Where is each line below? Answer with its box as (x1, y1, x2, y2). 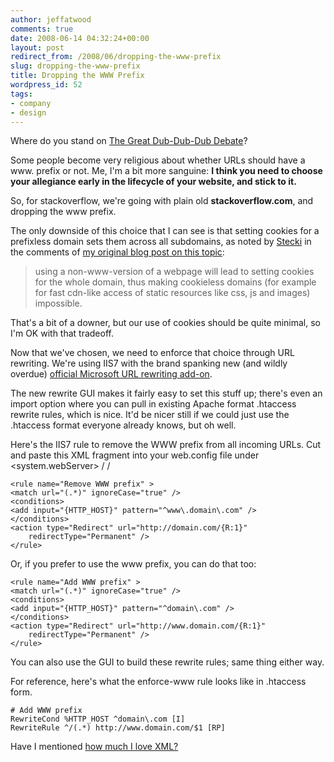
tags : (10, 89, 33, 99)
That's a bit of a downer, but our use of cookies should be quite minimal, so (10, 317, 322, 329)
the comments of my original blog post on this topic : (10, 246, 225, 258)
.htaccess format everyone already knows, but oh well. (10, 419, 237, 431)
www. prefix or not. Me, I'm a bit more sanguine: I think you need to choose (10, 165, 323, 177)
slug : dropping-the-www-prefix (10, 61, 141, 71)
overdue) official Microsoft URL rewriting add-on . (10, 368, 213, 380)
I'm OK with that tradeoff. (10, 327, 114, 340)
